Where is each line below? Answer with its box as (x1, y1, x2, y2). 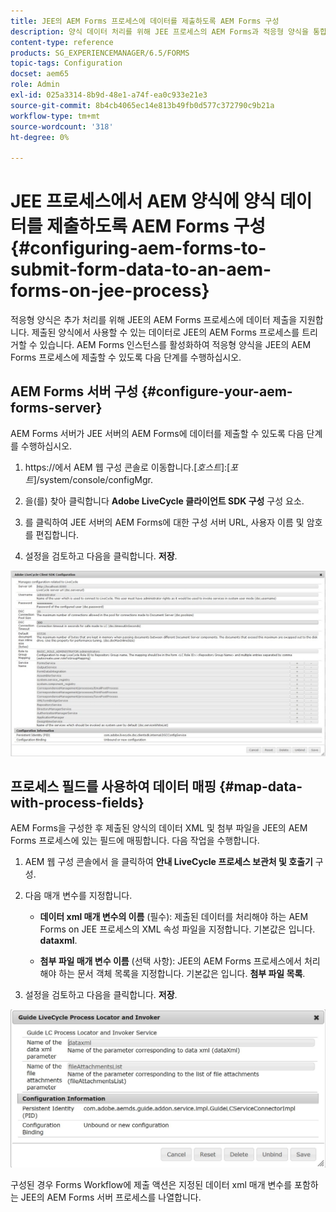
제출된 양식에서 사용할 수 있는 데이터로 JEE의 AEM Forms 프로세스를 (31, 326, 300, 339)
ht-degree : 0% (10, 132, 70, 142)
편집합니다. (35, 528, 80, 540)
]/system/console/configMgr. (33, 473, 153, 485)
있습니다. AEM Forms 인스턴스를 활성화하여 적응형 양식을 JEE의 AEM (39, 339, 312, 351)
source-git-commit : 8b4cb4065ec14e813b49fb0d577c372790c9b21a (10, 100, 275, 110)
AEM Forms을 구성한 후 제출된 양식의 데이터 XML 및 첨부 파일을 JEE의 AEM (10, 822, 308, 834)
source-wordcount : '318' (10, 121, 114, 132)
